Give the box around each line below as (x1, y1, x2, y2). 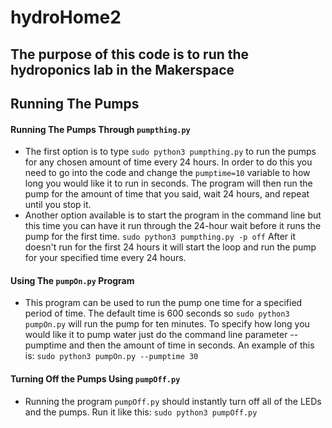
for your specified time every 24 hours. (24, 252, 187, 264)
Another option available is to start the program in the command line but (24, 209, 322, 221)
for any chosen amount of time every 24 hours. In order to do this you (24, 156, 313, 168)
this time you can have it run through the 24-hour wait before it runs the (24, 220, 322, 232)
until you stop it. (24, 199, 92, 211)
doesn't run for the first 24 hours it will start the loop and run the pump (24, 241, 317, 253)
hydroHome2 (10, 6, 122, 29)
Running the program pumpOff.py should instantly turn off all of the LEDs (24, 395, 322, 407)
